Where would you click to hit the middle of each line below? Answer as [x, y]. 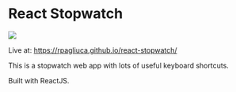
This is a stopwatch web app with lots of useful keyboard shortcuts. [119, 65]
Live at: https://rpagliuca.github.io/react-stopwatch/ [93, 50]
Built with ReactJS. [39, 80]
